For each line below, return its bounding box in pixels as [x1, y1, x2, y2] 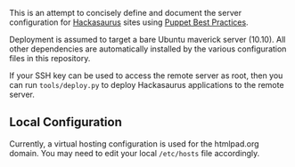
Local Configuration [9, 115, 123, 130]
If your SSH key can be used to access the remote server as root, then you [9, 70, 283, 81]
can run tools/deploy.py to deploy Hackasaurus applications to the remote [9, 80, 284, 90]
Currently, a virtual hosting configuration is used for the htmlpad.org [9, 138, 260, 149]
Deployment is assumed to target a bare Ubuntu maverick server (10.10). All [9, 35, 286, 44]
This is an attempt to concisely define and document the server [9, 8, 242, 18]
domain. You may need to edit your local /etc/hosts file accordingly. [9, 147, 260, 158]
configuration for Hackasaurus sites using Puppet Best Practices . [9, 17, 249, 28]
